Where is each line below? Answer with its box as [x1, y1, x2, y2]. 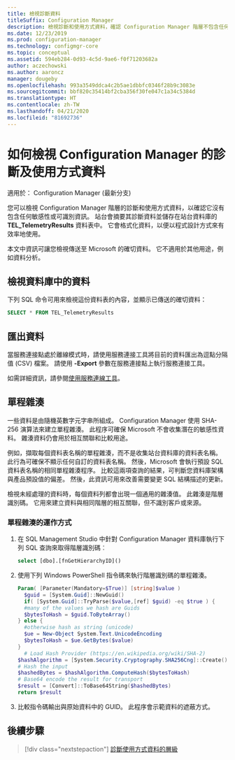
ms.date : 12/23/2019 [7, 29, 68, 37]
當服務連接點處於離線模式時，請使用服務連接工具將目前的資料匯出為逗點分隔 [7, 350, 228, 359]
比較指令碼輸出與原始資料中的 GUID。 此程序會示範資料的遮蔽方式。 [17, 702, 215, 710]
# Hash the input [17, 663, 69, 670]
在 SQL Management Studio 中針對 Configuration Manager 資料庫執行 [17, 535, 219, 543]
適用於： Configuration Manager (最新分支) [7, 188, 131, 196]
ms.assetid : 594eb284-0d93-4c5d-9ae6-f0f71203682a [7, 56, 158, 63]
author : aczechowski [7, 62, 68, 69]
